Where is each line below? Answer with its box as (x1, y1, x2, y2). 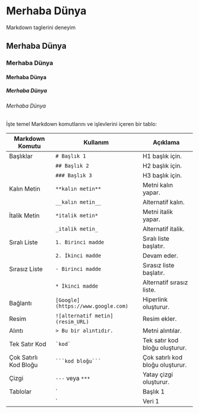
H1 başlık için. (142, 152, 182, 160)
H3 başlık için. (142, 171, 182, 179)
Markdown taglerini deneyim (6, 24, 76, 31)
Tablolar (9, 387, 32, 396)
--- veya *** (55, 374, 91, 383)
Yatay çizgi (142, 370, 174, 379)
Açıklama (153, 138, 180, 147)
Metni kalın (142, 181, 174, 190)
